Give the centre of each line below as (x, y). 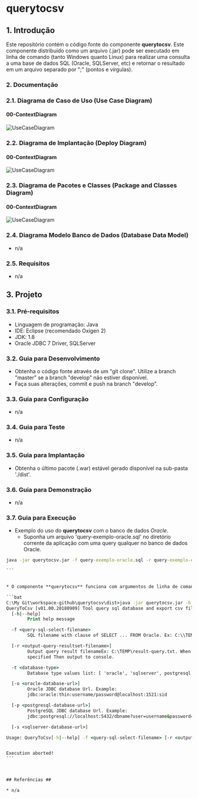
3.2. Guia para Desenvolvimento (53, 359)
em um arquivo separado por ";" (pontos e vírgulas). (69, 69)
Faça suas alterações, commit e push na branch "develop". (86, 384)
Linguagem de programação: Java (56, 324)
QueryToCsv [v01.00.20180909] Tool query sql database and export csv (95, 608)
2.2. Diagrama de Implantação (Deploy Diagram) (76, 143)
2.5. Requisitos (28, 263)
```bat (14, 597)
